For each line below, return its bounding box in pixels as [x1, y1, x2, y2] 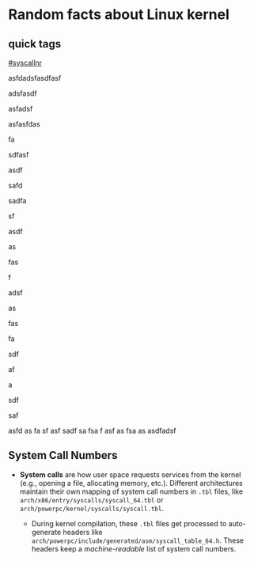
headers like [63, 527, 103, 536]
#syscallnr [8, 58, 42, 67]
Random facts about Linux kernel [8, 6, 229, 24]
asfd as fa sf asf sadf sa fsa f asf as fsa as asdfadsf [8, 426, 176, 435]
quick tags [8, 37, 62, 51]
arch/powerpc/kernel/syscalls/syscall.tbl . [19, 503, 165, 513]
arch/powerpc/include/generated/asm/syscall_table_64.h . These [31, 536, 245, 545]
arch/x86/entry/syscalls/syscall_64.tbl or [19, 495, 164, 504]
